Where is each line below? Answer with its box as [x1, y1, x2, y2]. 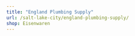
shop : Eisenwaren [6, 20, 50, 26]
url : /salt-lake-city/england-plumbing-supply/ [6, 15, 130, 21]
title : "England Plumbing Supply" [6, 9, 94, 15]
